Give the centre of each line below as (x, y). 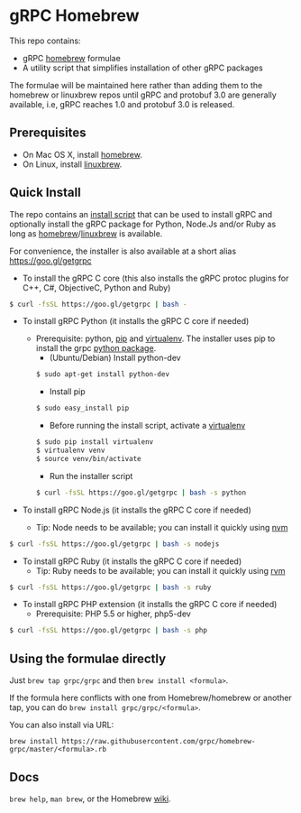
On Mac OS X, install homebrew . (82, 154)
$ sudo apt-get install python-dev (102, 374)
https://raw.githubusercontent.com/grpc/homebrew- (159, 742)
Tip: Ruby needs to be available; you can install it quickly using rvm (160, 570)
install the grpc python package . (96, 348)
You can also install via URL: (62, 725)
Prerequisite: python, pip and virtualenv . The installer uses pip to (155, 338)
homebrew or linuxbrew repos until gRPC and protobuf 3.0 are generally (143, 95)
